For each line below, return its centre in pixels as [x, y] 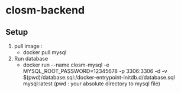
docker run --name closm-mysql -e [66, 65]
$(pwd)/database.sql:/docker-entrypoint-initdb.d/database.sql [99, 77]
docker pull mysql [45, 52]
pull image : [28, 46]
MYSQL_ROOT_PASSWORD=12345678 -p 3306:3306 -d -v [95, 71]
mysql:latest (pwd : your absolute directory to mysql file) [92, 84]
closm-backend [45, 10]
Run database [31, 59]
